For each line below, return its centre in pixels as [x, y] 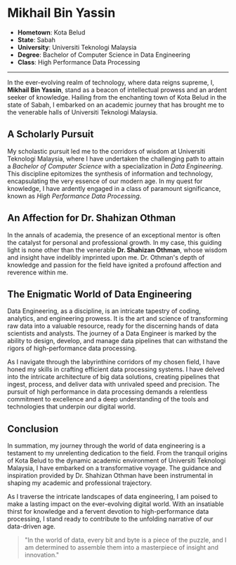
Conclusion [33, 428]
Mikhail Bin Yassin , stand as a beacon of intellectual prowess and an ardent [117, 90]
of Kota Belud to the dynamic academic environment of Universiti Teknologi [117, 460]
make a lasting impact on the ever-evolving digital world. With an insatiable [116, 504]
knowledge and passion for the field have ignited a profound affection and [114, 265]
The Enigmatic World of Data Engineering [99, 294]
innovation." [42, 555]
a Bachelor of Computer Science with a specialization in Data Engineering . [115, 166]
